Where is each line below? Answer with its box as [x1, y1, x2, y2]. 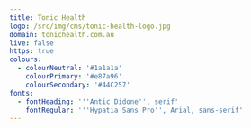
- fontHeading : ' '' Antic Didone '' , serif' [17, 96, 179, 106]
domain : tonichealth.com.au [9, 30, 115, 39]
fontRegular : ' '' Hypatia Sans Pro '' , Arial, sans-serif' [25, 105, 244, 114]
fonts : [9, 88, 34, 97]
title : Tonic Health [9, 13, 87, 23]
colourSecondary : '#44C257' [25, 80, 130, 89]
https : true [9, 47, 54, 56]
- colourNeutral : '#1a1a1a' [17, 64, 123, 73]
